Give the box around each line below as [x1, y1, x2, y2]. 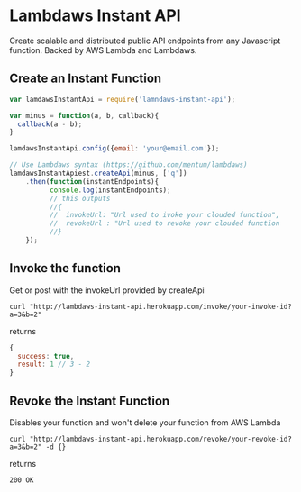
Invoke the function [9, 260, 122, 276]
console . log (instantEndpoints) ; [49, 186, 171, 195]
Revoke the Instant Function [9, 393, 170, 408]
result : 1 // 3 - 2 [17, 360, 91, 369]
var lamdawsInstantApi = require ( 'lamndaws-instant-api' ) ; [9, 95, 236, 104]
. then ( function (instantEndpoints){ [25, 177, 160, 186]
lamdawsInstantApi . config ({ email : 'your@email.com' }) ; [9, 144, 220, 153]
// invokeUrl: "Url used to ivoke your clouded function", [49, 211, 280, 220]
